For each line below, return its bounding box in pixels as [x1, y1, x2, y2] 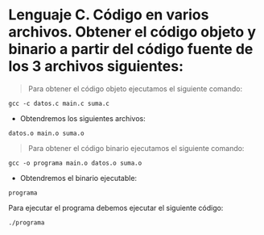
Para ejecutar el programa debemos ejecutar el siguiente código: [8, 203, 224, 212]
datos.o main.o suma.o [8, 129, 85, 137]
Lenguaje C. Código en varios [8, 6, 209, 24]
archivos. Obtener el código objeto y [8, 23, 256, 41]
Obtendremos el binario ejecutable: [19, 173, 138, 183]
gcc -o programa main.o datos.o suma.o [8, 159, 142, 167]
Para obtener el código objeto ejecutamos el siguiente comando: [27, 83, 243, 94]
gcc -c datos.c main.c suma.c [8, 99, 110, 107]
